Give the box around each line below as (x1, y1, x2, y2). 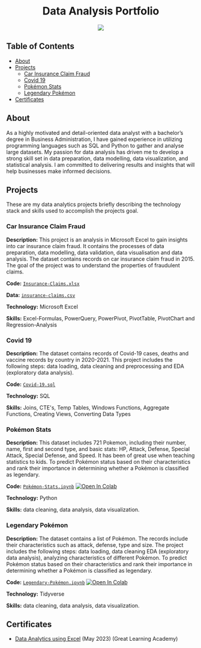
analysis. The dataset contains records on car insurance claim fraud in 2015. (6, 255, 195, 263)
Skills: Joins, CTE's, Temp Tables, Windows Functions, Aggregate (6, 403, 170, 411)
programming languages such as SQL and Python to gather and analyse (6, 142, 184, 149)
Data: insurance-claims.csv (6, 291, 76, 299)
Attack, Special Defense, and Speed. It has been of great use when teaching (6, 452, 195, 459)
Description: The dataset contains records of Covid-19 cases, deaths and (6, 349, 189, 357)
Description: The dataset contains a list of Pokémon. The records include (6, 535, 188, 542)
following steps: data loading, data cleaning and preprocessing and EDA (6, 363, 184, 370)
